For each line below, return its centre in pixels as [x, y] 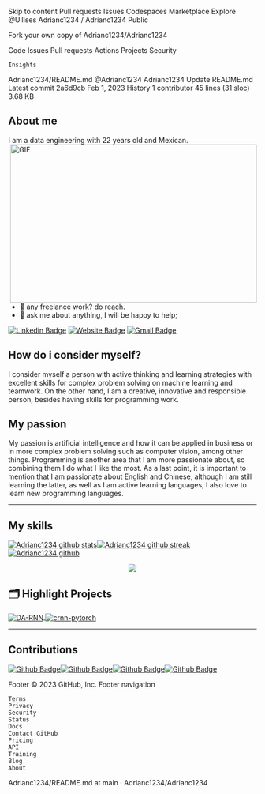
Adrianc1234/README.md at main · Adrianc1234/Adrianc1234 [108, 782]
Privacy [21, 706]
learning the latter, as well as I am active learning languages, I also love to [127, 485]
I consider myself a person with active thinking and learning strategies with [130, 374]
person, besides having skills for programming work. [93, 399]
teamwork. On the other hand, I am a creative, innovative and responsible [127, 391]
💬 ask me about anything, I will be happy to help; [99, 314]
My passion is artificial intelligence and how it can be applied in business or [131, 443]
